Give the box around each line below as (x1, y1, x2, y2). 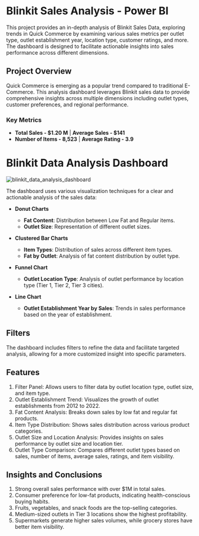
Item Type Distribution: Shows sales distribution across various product (14, 421, 190, 428)
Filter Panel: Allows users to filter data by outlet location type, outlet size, (14, 383, 194, 390)
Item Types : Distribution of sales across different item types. (23, 246, 172, 253)
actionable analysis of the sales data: (6, 194, 97, 201)
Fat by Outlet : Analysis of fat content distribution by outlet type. (23, 252, 180, 259)
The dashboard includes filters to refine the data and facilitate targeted (6, 344, 179, 351)
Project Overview (6, 66, 72, 77)
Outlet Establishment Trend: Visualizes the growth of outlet (14, 396, 159, 403)
